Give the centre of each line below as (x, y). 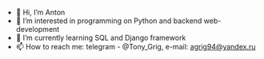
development (38, 29)
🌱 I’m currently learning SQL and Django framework (101, 37)
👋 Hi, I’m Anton (40, 12)
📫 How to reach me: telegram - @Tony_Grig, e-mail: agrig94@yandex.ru (136, 47)
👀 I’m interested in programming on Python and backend (109, 21)
